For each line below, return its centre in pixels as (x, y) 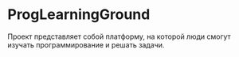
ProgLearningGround (79, 15)
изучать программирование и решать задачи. (86, 44)
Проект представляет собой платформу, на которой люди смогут (119, 36)
